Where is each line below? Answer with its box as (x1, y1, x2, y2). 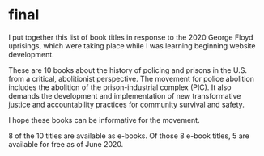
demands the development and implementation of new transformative (8, 91, 241, 100)
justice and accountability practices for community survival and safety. (8, 99, 245, 109)
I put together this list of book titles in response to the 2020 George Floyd (8, 32, 253, 42)
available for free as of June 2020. (8, 139, 124, 149)
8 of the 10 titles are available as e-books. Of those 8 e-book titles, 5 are (8, 131, 249, 141)
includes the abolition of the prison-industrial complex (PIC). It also (8, 82, 232, 92)
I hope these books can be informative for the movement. (8, 115, 200, 124)
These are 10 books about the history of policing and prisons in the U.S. (8, 65, 247, 74)
